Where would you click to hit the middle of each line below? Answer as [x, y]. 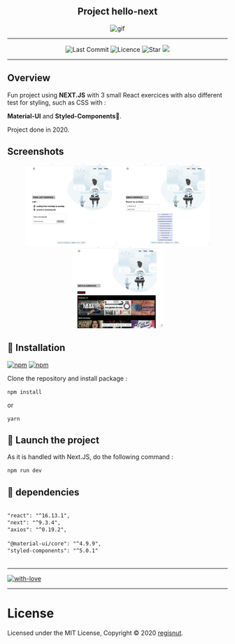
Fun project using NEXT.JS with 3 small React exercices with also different [115, 95]
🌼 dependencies [43, 492]
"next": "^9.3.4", [34, 523]
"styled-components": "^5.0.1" [53, 551]
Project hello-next [117, 12]
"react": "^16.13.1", [39, 516]
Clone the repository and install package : [67, 378]
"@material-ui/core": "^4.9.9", [54, 544]
